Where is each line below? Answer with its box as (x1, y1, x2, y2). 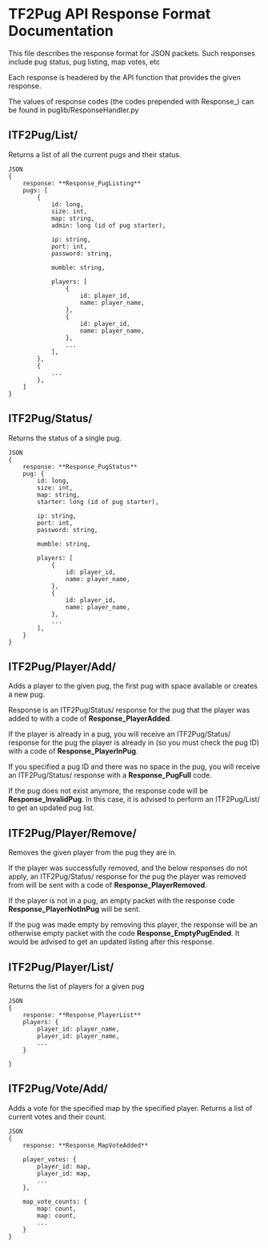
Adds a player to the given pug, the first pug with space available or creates (8, 681, 258, 691)
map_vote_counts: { (22, 1197, 88, 1205)
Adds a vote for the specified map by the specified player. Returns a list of (8, 1103, 253, 1112)
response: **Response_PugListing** (22, 179, 142, 187)
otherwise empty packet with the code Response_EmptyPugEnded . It (8, 929, 240, 938)
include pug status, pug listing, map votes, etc (8, 57, 161, 67)
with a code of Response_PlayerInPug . (8, 746, 138, 756)
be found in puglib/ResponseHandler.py (8, 105, 139, 115)
